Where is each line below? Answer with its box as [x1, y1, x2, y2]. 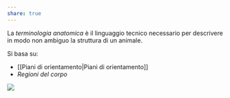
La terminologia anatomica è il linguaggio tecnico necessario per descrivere [7, 29, 224, 37]
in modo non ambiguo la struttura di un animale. [7, 36, 143, 45]
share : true [7, 10, 41, 17]
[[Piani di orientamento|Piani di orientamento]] [17, 62, 149, 71]
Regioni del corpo [17, 70, 67, 78]
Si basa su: [7, 49, 39, 58]
